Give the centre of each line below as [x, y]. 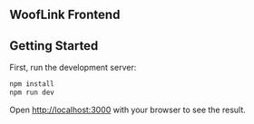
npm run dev [32, 93]
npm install [32, 84]
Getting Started [54, 46]
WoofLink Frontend [65, 15]
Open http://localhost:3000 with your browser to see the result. [128, 110]
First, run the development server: [73, 68]
